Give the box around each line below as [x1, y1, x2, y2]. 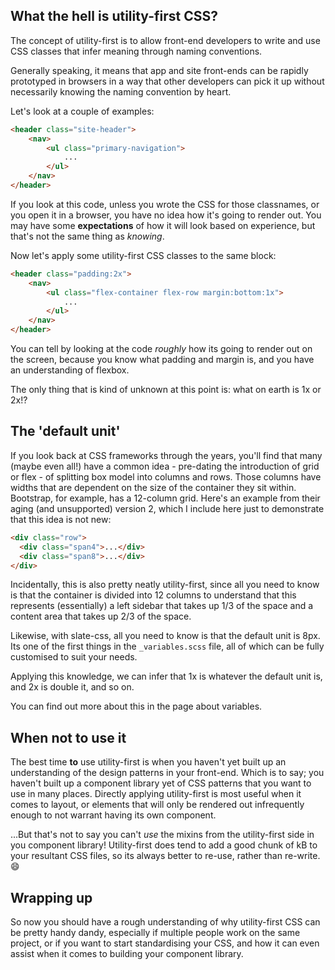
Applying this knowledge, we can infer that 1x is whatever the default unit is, [10, 670, 323, 683]
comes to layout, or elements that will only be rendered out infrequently [10, 799, 305, 811]
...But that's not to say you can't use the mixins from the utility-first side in [10, 829, 315, 841]
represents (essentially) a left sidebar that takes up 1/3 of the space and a [10, 600, 314, 612]
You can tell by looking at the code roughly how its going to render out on [10, 343, 313, 355]
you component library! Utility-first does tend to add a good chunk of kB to [10, 839, 318, 851]
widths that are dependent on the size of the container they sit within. [10, 481, 297, 493]
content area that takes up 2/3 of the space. [10, 610, 192, 623]
